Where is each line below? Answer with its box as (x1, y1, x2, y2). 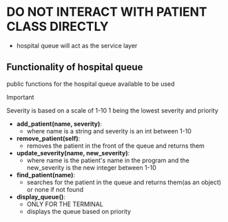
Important (6, 93, 34, 101)
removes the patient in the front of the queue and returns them (26, 142, 205, 150)
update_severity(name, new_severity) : (16, 148, 130, 157)
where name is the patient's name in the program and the (26, 156, 190, 164)
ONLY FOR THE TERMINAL (26, 200, 104, 208)
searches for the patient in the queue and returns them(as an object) (26, 178, 222, 186)
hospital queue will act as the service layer (16, 41, 138, 49)
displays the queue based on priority (26, 207, 132, 215)
